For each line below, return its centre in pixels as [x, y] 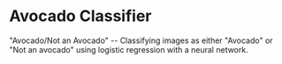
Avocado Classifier [80, 16]
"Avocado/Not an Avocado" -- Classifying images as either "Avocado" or [141, 40]
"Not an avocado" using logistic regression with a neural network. [129, 49]
